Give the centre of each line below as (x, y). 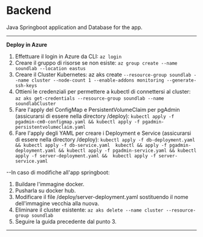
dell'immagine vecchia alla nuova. (57, 203)
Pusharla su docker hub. (45, 190)
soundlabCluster (35, 103)
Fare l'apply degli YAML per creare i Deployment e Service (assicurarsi (103, 133)
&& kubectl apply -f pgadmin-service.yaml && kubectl (127, 151)
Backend (29, 11)
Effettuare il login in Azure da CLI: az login (68, 56)
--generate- (182, 80)
